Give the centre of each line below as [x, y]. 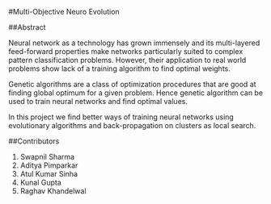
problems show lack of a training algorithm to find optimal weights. [119, 69]
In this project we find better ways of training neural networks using [121, 117]
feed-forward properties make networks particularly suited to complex [126, 51]
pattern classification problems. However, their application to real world [127, 60]
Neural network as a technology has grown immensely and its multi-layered [134, 43]
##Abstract [27, 27]
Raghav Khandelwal [53, 191]
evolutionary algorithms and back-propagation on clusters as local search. [132, 125]
